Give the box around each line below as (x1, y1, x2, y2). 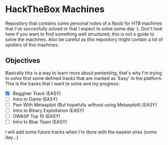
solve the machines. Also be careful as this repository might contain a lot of (5, 36, 163, 42)
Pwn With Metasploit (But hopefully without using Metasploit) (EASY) (12, 102, 157, 108)
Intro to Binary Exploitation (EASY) (12, 107, 85, 113)
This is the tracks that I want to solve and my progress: (5, 80, 120, 86)
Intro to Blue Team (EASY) (12, 119, 68, 125)
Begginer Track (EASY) (12, 90, 61, 96)
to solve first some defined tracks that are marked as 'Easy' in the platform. (5, 75, 163, 81)
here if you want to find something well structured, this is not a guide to (5, 31, 155, 37)
